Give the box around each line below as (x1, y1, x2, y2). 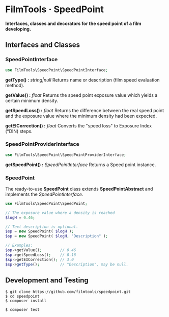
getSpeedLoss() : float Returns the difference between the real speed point (5, 107, 164, 113)
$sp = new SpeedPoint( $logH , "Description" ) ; (5, 233, 108, 239)
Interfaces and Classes (5, 41, 80, 49)
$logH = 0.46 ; (5, 215, 36, 220)
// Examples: (5, 243, 33, 248)
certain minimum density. (5, 97, 59, 103)
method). (5, 82, 24, 88)
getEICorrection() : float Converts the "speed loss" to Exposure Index (5, 122, 152, 128)
